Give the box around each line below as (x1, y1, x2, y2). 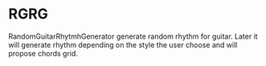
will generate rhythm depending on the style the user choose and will (8, 39, 238, 49)
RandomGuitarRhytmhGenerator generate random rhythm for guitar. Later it (8, 31, 259, 41)
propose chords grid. (8, 48, 79, 58)
